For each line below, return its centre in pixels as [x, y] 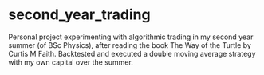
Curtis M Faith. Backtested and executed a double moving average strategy [132, 53]
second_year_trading [79, 15]
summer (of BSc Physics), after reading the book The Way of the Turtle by [130, 45]
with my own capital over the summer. [71, 62]
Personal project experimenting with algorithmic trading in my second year [131, 37]
